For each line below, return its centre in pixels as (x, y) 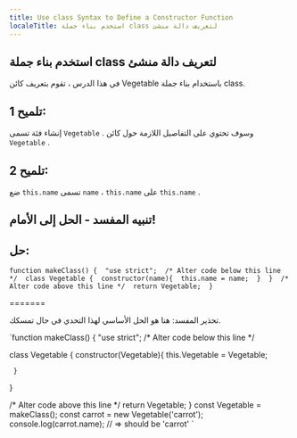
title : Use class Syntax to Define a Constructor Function (121, 17)
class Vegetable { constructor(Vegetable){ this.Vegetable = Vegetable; (139, 355)
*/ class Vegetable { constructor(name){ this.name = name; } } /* (149, 279)
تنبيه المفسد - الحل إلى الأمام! (82, 220)
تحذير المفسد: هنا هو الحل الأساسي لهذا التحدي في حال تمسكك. (115, 320)
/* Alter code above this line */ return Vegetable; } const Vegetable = (135, 405)
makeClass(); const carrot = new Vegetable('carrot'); (106, 415)
